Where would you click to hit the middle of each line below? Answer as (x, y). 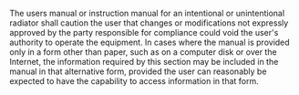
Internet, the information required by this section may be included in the (144, 62)
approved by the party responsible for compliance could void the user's (144, 32)
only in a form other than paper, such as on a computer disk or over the (143, 52)
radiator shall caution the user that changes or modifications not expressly (149, 23)
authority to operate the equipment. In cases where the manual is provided (149, 42)
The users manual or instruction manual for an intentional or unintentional (147, 13)
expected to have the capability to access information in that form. (134, 81)
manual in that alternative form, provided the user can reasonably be (138, 71)
